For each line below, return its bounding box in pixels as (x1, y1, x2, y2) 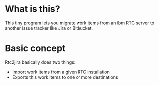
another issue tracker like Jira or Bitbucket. (5, 25, 93, 31)
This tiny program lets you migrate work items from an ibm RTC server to (5, 20, 155, 26)
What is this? (5, 3, 61, 15)
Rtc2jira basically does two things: (5, 59, 76, 65)
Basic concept (5, 43, 66, 54)
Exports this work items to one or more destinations (12, 74, 118, 80)
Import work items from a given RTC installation (12, 69, 110, 75)
